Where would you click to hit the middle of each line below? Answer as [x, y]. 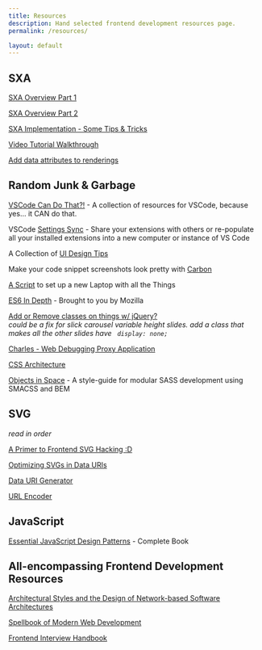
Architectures [31, 607]
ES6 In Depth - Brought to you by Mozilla [76, 300]
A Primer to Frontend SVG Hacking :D [71, 449]
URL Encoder [30, 496]
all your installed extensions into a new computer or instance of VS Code [129, 237]
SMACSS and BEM [39, 388]
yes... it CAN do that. [43, 213]
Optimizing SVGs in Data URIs [58, 464]
